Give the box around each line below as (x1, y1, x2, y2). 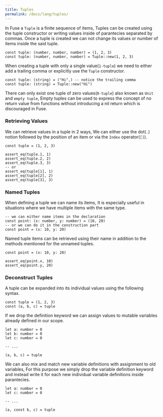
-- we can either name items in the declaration (5, 215, 106, 219)
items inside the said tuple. (5, 40, 59, 46)
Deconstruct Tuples (5, 274, 53, 281)
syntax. (5, 290, 20, 296)
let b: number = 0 (5, 331, 42, 336)
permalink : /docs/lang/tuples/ (5, 12, 69, 17)
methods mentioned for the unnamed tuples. (5, 241, 94, 247)
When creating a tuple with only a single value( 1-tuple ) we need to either (5, 63, 152, 69)
